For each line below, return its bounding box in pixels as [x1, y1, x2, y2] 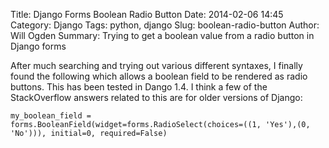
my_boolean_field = [10, 111, 92, 121]
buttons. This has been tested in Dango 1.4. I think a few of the [10, 81, 268, 93]
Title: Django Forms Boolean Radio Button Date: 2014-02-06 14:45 [10, 9, 284, 20]
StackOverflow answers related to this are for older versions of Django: [10, 92, 303, 103]
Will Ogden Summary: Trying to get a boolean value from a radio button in [10, 30, 315, 41]
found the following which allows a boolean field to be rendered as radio [10, 70, 308, 82]
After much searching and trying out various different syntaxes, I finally [10, 60, 303, 71]
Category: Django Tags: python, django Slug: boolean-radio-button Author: [10, 19, 320, 31]
